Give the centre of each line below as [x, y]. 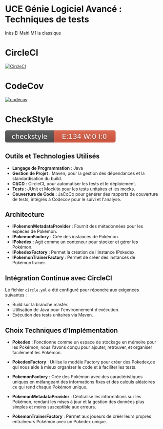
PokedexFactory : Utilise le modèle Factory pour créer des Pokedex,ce [83, 362]
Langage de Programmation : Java [48, 168]
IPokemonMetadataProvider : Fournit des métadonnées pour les [77, 226]
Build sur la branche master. [40, 305]
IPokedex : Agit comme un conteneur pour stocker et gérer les [75, 242]
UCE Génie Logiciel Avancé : [63, 9]
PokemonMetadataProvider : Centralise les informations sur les [77, 396]
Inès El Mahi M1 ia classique [33, 33]
